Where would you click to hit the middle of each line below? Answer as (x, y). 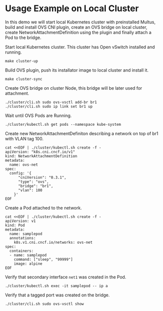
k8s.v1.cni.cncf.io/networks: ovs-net (53, 242)
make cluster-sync (24, 79)
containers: (22, 251)
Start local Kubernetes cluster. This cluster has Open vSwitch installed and (80, 47)
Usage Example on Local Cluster (72, 9)
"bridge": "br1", (36, 186)
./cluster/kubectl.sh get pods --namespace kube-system (63, 124)
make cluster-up (21, 61)
